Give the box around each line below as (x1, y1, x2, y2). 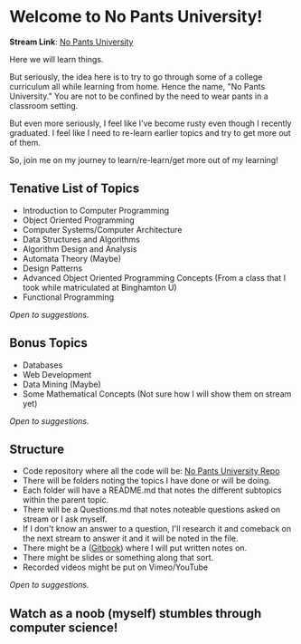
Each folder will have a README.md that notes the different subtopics (22, 485, 282, 495)
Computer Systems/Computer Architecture (22, 224, 183, 235)
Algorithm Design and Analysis (22, 243, 137, 255)
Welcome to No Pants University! (9, 6, 263, 27)
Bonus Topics (9, 335, 88, 351)
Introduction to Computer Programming (22, 205, 170, 216)
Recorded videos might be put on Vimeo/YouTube (22, 562, 209, 572)
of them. (9, 137, 41, 148)
